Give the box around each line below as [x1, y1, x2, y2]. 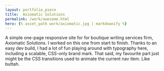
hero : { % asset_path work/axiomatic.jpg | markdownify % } [5, 21, 127, 26]
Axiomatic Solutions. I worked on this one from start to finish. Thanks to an [5, 40, 157, 46]
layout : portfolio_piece [5, 7, 56, 12]
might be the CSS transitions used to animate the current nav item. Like [5, 56, 150, 62]
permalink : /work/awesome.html [5, 16, 70, 21]
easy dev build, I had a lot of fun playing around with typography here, [5, 45, 148, 51]
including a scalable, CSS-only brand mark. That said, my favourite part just [5, 51, 160, 57]
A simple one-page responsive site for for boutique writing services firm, [5, 35, 153, 41]
